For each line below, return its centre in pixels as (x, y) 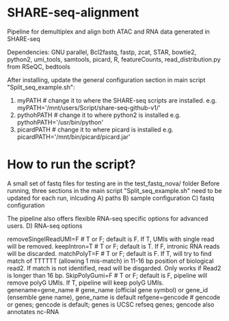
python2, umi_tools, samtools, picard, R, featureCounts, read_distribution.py (114, 59)
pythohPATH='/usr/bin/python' (60, 122)
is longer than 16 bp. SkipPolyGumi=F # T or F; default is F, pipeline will (107, 275)
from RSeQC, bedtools (39, 66)
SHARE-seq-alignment (73, 13)
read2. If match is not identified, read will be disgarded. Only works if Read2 (114, 268)
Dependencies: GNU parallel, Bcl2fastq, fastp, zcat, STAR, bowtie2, (102, 52)
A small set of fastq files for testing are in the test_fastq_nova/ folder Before (113, 183)
